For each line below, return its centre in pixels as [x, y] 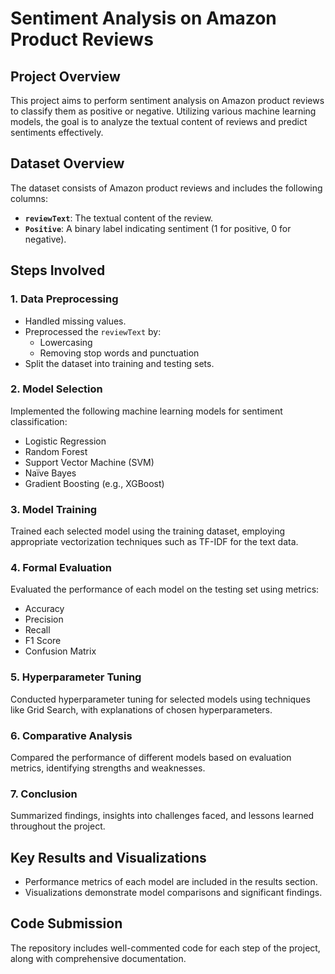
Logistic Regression [65, 441]
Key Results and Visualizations [108, 857]
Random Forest [56, 451]
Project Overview [65, 76]
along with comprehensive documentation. [98, 958]
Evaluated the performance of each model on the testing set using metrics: [165, 589]
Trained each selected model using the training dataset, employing [148, 531]
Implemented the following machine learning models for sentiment [146, 411]
